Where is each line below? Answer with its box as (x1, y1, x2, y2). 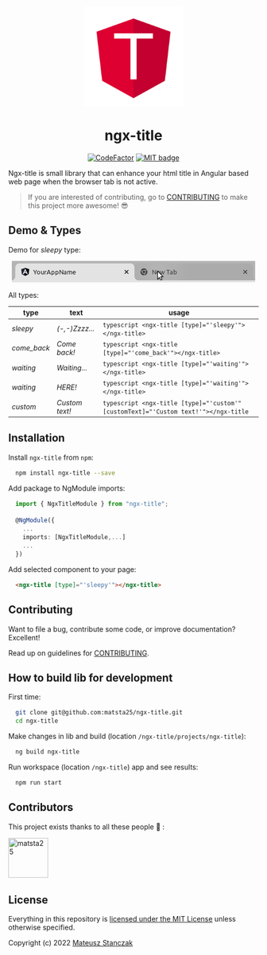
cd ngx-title (15, 717, 59, 726)
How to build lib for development (8, 671, 173, 684)
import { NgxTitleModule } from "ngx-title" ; (15, 499, 169, 507)
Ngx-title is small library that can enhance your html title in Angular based (8, 168, 249, 178)
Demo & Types (8, 224, 82, 237)
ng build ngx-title (15, 748, 80, 756)
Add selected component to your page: (8, 564, 137, 574)
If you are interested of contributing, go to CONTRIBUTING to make (27, 192, 248, 202)
